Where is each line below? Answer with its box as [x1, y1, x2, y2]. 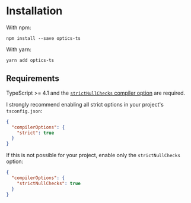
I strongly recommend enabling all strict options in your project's [6, 101, 164, 108]
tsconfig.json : [6, 107, 43, 114]
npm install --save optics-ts [6, 35, 81, 41]
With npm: [6, 24, 31, 31]
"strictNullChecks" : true [17, 180, 81, 186]
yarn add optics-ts [6, 57, 55, 63]
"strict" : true [17, 130, 55, 136]
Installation [6, 4, 63, 18]
